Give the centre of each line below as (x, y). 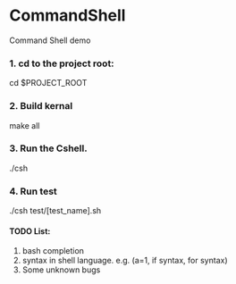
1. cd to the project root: (62, 63)
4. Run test (34, 191)
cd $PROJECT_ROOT (48, 83)
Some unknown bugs (61, 270)
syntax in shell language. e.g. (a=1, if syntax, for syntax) (125, 261)
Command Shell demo (50, 40)
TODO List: (30, 231)
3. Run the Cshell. (48, 148)
